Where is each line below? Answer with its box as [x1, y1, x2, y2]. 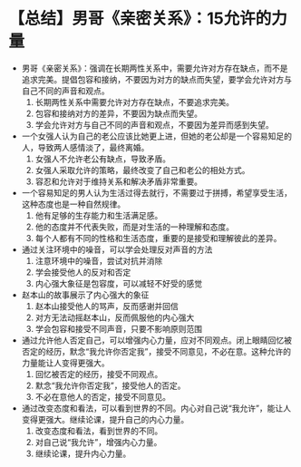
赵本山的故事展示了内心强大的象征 [21, 289, 150, 300]
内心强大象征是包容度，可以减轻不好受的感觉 [34, 277, 203, 288]
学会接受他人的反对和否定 [34, 267, 131, 277]
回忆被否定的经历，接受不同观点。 [34, 368, 163, 379]
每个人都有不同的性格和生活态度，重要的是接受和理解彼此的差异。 [34, 232, 282, 243]
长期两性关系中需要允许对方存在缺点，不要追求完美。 [34, 96, 235, 107]
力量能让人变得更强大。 [21, 357, 110, 368]
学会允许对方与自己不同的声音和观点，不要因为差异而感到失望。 [34, 119, 274, 130]
